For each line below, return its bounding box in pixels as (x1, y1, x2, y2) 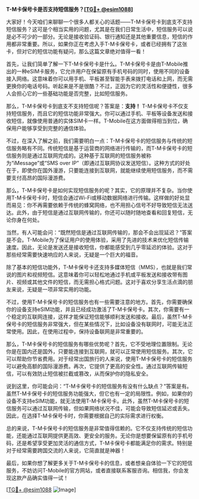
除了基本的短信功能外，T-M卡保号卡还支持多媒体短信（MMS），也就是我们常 (6, 264, 192, 271)
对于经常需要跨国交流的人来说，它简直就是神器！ (6, 447, 126, 454)
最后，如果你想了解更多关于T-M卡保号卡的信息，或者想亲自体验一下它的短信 (6, 459, 193, 466)
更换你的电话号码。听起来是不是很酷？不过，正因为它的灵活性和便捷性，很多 (6, 83, 193, 89)
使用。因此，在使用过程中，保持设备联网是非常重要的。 (11, 328, 146, 335)
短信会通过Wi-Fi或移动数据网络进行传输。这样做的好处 (52, 195, 185, 201)
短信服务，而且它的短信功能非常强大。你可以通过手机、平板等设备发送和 (11, 110, 188, 117)
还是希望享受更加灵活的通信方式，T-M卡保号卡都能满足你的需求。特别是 (16, 440, 193, 446)
